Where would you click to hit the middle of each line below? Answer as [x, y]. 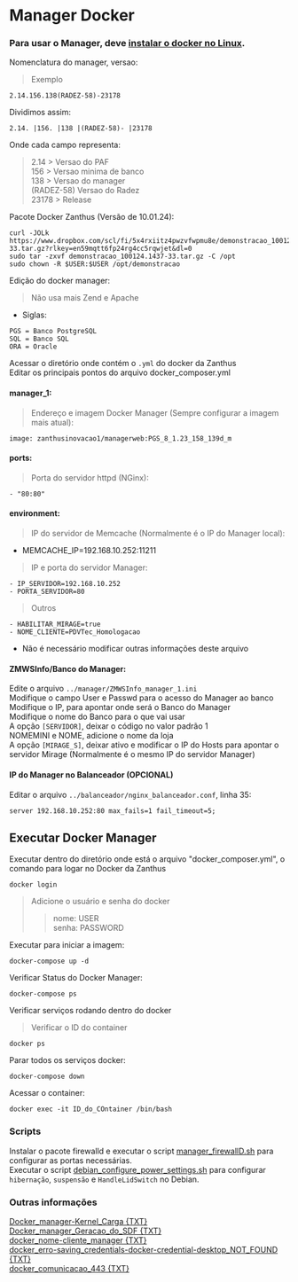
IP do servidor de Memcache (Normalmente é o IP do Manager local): [158, 534]
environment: [35, 513]
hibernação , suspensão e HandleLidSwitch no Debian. [104, 1179]
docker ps [27, 1044]
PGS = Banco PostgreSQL [53, 332]
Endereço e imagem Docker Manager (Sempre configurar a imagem [155, 412]
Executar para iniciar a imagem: [67, 945]
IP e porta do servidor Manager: [89, 567]
